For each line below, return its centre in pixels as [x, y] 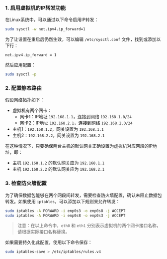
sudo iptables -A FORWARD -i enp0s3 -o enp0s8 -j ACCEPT [65, 211]
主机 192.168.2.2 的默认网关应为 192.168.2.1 [58, 169]
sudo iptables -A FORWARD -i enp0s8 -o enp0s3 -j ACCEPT [65, 216]
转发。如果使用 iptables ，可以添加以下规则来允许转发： [63, 201]
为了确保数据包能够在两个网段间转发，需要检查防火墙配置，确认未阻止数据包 [83, 195]
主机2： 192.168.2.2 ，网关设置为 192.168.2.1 [58, 135]
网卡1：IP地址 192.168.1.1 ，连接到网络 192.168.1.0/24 [76, 117]
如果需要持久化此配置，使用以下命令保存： [49, 243]
